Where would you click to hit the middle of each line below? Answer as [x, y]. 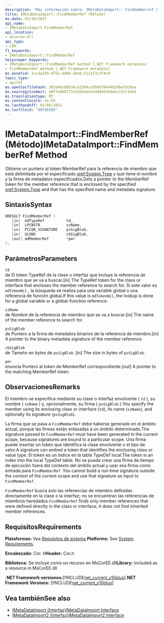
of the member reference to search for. [44, 320]
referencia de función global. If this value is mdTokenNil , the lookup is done [79, 296]
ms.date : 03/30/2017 [26, 19]
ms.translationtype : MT [29, 96]
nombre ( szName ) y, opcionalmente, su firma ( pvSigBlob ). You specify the [79, 404]
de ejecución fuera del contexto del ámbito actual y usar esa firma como [78, 466]
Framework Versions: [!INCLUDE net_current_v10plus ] [59, 583]
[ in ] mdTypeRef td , [42, 221]
